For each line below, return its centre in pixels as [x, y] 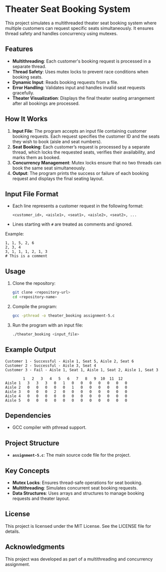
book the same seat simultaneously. [49, 168]
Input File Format [32, 194]
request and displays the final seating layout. [58, 178]
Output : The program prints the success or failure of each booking [81, 173]
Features [19, 49]
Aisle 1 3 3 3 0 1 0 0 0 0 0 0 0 [66, 383]
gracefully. [23, 92]
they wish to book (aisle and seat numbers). [57, 141]
